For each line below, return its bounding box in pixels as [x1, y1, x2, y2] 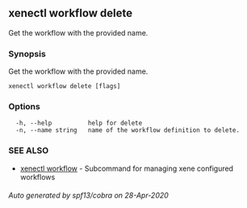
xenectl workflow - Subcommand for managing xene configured [19, 163, 234, 173]
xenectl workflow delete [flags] [8, 83, 121, 91]
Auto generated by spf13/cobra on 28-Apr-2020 [8, 190, 170, 201]
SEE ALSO [8, 145, 49, 156]
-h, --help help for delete [15, 119, 143, 128]
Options [8, 101, 40, 112]
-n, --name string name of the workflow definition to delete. [15, 126, 241, 134]
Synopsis [8, 48, 46, 59]
